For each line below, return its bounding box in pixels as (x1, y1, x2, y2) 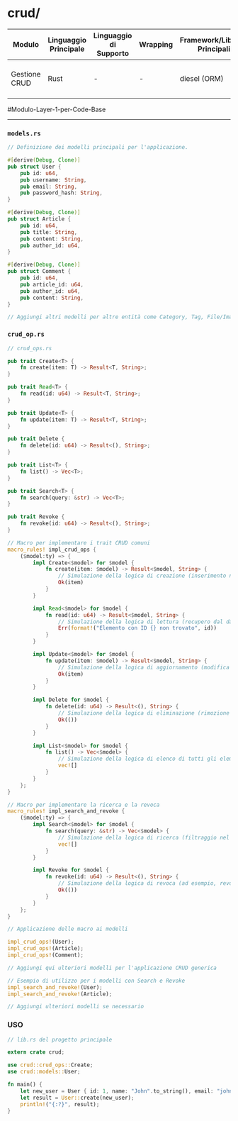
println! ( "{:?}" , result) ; (20, 1100, 100, 1108)
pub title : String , (20, 228, 78, 235)
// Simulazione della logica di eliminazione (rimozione (57, 710, 230, 717)
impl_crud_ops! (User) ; (7, 938, 74, 946)
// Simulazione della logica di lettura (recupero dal (57, 618, 223, 625)
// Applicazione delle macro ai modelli (7, 925, 129, 933)
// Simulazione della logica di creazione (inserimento (57, 572, 227, 579)
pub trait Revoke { (7, 513, 65, 520)
